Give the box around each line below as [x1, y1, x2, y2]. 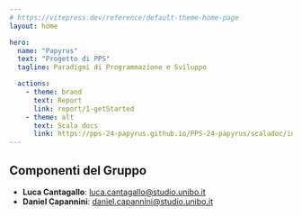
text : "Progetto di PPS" [17, 55, 111, 64]
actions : [17, 79, 50, 88]
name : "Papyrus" [17, 46, 78, 55]
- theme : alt [25, 112, 75, 121]
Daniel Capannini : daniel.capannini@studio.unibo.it [22, 195, 214, 207]
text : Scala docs [32, 121, 99, 130]
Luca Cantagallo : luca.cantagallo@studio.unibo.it [22, 186, 207, 197]
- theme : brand [25, 87, 83, 96]
